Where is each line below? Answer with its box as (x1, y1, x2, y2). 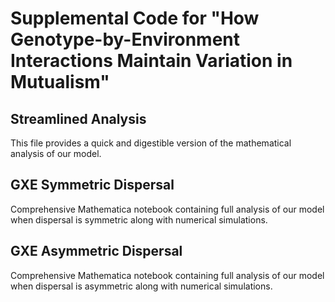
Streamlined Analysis (10, 110, 147, 127)
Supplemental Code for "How (10, 7, 260, 30)
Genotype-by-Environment (10, 28, 241, 51)
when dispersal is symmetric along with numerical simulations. (10, 213, 268, 226)
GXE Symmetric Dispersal (10, 177, 175, 194)
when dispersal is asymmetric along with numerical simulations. (10, 280, 273, 292)
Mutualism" (10, 71, 110, 94)
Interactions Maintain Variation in (10, 50, 293, 72)
